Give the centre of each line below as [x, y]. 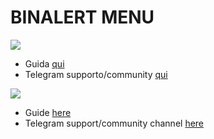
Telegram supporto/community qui [96, 74]
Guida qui [44, 63]
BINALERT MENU [82, 17]
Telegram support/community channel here [114, 123]
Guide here [48, 112]
